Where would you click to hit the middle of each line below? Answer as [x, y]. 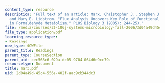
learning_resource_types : [31, 37]
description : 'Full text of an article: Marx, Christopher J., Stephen [80, 14]
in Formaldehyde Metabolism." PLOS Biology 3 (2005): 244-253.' [77, 23]
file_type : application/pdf [34, 32]
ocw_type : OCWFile [24, 46]
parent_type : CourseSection [34, 55]
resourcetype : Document [29, 64]
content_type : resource [29, 10]
